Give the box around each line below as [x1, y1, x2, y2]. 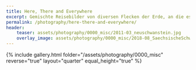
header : [6, 24, 25, 31]
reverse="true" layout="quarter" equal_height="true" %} [6, 57, 142, 64]
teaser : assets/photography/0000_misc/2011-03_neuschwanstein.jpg [16, 30, 181, 36]
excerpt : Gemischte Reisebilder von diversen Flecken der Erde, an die [6, 14, 184, 20]
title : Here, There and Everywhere [6, 8, 93, 14]
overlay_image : [16, 35, 54, 41]
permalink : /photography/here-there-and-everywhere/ [6, 19, 137, 25]
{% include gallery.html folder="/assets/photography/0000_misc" [6, 51, 163, 58]
